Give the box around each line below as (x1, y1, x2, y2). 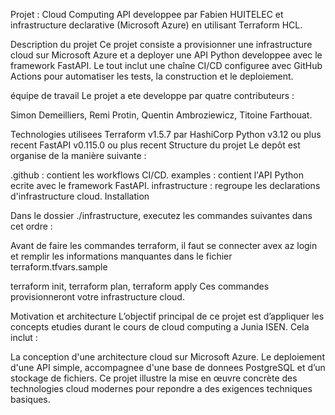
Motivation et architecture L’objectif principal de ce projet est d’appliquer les (10, 310, 325, 322)
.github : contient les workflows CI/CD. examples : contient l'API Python (10, 169, 305, 181)
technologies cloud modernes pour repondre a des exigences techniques (10, 383, 313, 394)
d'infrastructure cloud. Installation (10, 190, 150, 202)
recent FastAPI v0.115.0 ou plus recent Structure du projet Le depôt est (10, 139, 301, 151)
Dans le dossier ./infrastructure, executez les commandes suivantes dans (10, 210, 313, 221)
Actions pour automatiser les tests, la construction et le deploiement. (10, 70, 294, 82)
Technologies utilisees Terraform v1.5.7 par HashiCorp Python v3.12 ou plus (10, 129, 322, 140)
